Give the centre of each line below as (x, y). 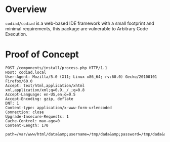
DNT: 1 (12, 103)
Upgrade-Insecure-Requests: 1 (37, 116)
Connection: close (25, 112)
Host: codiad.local (26, 72)
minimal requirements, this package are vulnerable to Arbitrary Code (77, 28)
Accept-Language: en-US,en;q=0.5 (40, 94)
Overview (26, 9)
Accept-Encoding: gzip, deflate (39, 99)
